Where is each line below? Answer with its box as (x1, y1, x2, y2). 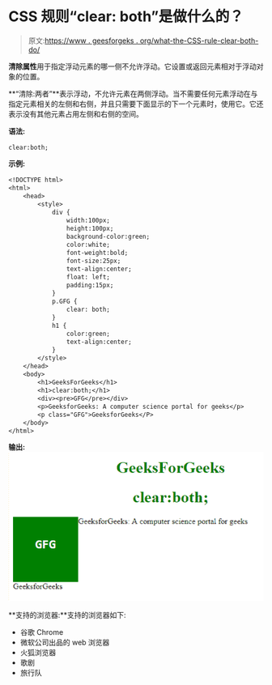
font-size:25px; (66, 257, 121, 265)
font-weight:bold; (66, 249, 129, 257)
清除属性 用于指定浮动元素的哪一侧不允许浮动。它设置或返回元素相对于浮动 (8, 62, 257, 71)
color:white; (66, 240, 111, 249)
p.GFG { (51, 297, 79, 305)
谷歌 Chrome (19, 628, 64, 636)
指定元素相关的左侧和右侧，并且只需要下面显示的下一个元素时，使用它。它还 (8, 99, 264, 108)
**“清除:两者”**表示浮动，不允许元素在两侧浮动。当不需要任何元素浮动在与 (8, 88, 258, 98)
